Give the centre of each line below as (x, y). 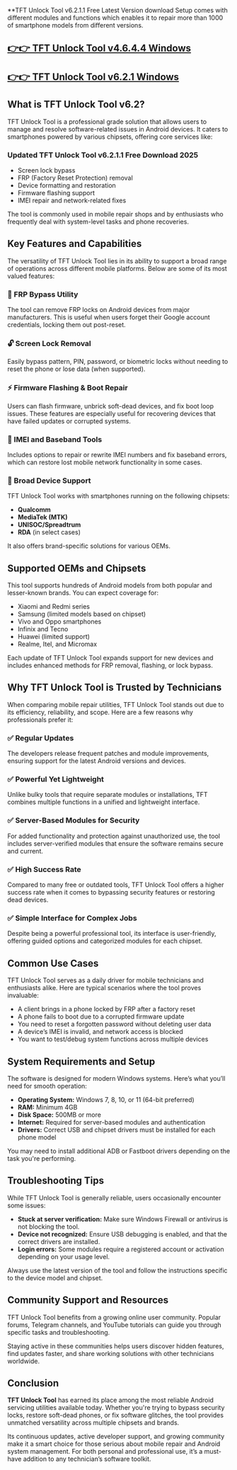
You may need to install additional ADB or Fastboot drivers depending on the (119, 1151)
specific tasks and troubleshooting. (59, 1332)
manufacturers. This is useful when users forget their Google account (109, 317)
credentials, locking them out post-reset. (67, 325)
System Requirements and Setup (81, 1061)
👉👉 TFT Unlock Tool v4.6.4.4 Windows (99, 48)
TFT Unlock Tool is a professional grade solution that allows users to (107, 121)
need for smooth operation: (47, 1086)
